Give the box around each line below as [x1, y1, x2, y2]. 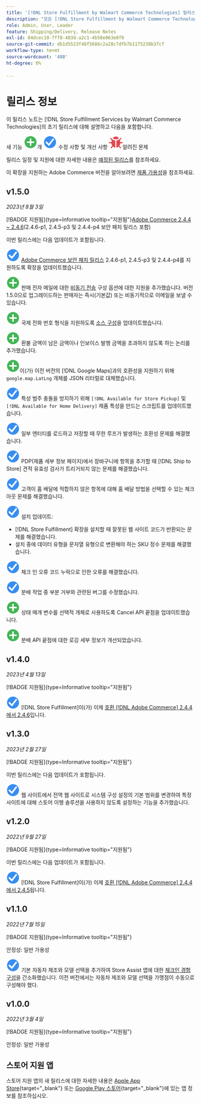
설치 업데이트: [20, 513, 54, 520]
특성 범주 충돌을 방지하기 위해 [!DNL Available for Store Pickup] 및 [20, 395, 187, 402]
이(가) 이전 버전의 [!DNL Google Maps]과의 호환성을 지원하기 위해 [20, 367, 175, 374]
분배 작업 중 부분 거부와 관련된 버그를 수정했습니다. [20, 588, 139, 596]
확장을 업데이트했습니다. [26, 264, 84, 271]
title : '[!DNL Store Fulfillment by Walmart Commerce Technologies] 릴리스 [6, 10, 196, 16]
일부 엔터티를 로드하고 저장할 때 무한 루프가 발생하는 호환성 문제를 [20, 430, 175, 437]
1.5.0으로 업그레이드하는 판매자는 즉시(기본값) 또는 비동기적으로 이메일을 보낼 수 [6, 292, 193, 299]
